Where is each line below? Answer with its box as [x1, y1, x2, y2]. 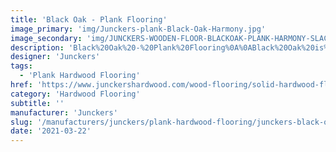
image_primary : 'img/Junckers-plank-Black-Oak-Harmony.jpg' [10, 24, 267, 34]
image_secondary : [10, 33, 83, 43]
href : [10, 80, 33, 90]
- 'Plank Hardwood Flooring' [19, 71, 141, 81]
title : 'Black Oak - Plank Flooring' [10, 14, 168, 25]
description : [10, 42, 65, 53]
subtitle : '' [10, 98, 65, 108]
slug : [10, 117, 33, 127]
